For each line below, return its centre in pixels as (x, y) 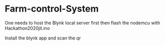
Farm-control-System (52, 9)
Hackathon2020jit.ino (27, 28)
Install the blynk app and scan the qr (43, 38)
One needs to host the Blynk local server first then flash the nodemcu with (82, 23)
